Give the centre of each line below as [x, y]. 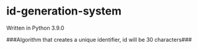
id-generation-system [64, 11]
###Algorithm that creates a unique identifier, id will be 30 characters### [99, 39]
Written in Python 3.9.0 [35, 28]
